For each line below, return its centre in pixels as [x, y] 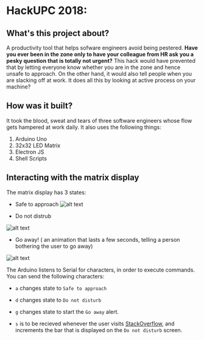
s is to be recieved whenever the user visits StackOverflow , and [95, 324]
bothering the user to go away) [54, 246]
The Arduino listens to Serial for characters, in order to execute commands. [101, 270]
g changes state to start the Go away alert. [67, 311]
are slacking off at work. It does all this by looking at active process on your [101, 80]
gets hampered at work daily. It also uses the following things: [84, 127]
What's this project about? [58, 33]
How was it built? [40, 106]
